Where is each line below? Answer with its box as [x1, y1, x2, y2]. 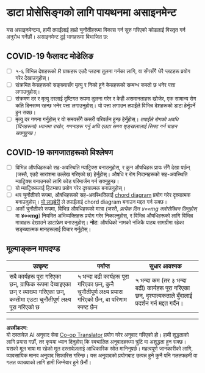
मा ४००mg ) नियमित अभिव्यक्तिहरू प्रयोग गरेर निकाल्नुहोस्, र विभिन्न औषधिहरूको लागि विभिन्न [15, 212, 193, 220]
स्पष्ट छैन [77, 303, 98, 311]
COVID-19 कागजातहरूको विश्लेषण [6, 147, 113, 158]
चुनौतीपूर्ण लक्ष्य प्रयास [77, 287, 123, 296]
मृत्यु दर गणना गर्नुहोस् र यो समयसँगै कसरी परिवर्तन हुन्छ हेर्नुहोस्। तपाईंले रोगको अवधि [15, 116, 179, 123]
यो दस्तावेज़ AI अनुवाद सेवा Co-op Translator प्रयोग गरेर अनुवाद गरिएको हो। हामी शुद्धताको [6, 331, 189, 338]
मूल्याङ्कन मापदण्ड [6, 244, 60, 254]
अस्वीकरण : [6, 324, 29, 331]
